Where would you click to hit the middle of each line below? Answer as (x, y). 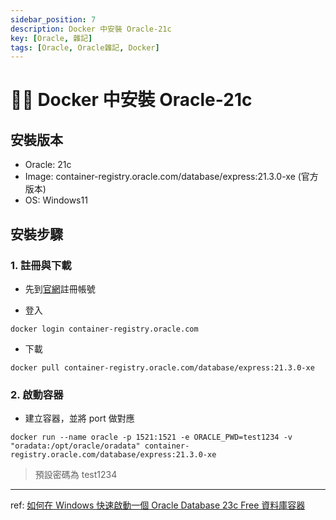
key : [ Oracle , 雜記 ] (51, 38)
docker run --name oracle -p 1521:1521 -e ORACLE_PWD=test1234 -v (151, 437)
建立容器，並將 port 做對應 (79, 418)
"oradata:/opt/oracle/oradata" (75, 446)
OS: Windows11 (56, 200)
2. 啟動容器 (37, 394)
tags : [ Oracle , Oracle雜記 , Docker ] (85, 47)
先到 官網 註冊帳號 (60, 288)
